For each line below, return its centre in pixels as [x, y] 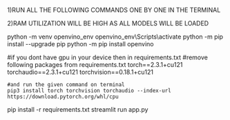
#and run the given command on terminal [66, 85]
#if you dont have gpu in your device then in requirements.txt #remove [108, 57]
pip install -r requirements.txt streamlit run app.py [78, 109]
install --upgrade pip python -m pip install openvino [80, 44]
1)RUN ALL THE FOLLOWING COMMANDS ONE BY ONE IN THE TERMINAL [114, 10]
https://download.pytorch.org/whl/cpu [63, 97]
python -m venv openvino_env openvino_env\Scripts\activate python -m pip [115, 37]
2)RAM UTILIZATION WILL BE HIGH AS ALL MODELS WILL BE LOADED [108, 23]
